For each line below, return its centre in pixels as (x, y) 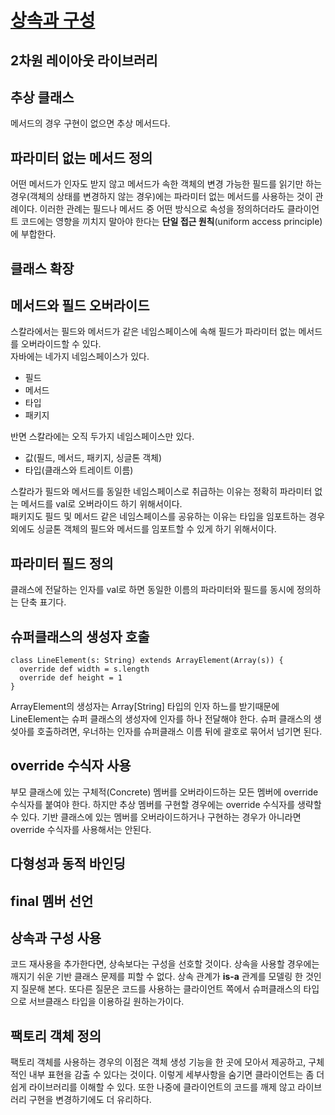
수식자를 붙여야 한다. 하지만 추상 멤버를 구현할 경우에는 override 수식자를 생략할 (166, 804)
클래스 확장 (42, 268)
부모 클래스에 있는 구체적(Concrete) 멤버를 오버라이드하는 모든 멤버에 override (164, 792)
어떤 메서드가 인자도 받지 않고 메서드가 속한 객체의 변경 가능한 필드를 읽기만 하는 (166, 184)
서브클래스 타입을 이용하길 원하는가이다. (106, 1002)
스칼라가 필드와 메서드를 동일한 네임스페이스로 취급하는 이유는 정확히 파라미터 (161, 492)
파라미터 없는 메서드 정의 (81, 157)
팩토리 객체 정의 (56, 1036)
